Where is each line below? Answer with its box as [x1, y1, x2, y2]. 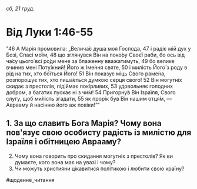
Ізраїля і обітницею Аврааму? [6, 137, 122, 147]
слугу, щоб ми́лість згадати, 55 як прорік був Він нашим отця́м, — [6, 95, 172, 102]
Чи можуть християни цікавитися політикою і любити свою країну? [14, 165, 185, 172]
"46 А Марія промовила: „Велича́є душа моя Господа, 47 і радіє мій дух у [6, 45, 191, 52]
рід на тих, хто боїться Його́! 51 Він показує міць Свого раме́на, [6, 70, 166, 77]
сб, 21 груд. [6, 5, 35, 12]
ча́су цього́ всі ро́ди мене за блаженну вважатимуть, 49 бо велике [6, 57, 175, 64]
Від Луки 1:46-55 [6, 26, 94, 39]
